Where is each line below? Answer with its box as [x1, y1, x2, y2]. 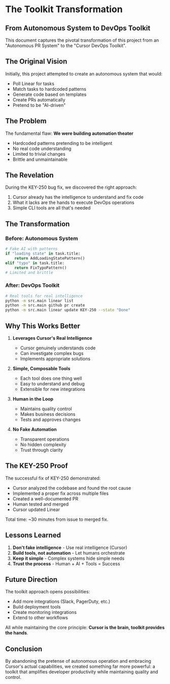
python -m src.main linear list [5, 298, 74, 303]
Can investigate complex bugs [20, 350, 84, 356]
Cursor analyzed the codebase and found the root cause [12, 485, 131, 491]
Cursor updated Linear [12, 506, 60, 513]
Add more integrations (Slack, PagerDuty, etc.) [12, 598, 111, 604]
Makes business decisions [20, 411, 76, 417]
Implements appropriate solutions [20, 355, 90, 362]
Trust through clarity [20, 447, 63, 453]
